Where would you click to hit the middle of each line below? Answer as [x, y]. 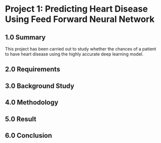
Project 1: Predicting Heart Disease [76, 9]
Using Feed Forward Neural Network [80, 19]
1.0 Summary [25, 37]
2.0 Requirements [33, 69]
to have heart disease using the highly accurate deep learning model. [74, 54]
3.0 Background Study [40, 86]
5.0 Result [21, 119]
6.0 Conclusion [29, 135]
